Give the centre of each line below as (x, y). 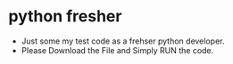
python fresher (65, 16)
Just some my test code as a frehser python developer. (123, 41)
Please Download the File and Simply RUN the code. (117, 50)
